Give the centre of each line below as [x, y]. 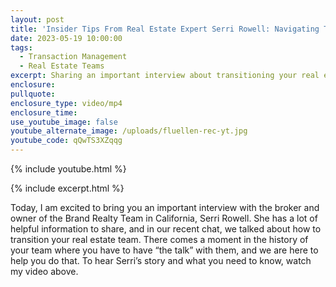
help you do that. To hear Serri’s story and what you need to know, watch [161, 260]
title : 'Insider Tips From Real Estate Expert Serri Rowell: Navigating [165, 29]
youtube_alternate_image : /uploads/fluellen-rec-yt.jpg [129, 131]
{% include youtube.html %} [68, 169]
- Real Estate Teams [62, 66]
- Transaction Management [73, 57]
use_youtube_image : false [64, 122]
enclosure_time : [44, 112]
